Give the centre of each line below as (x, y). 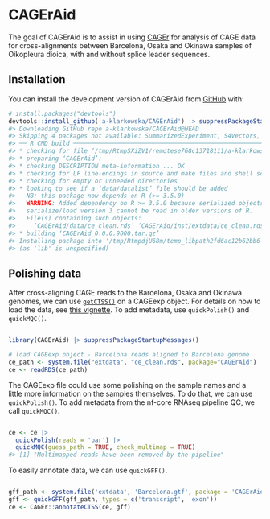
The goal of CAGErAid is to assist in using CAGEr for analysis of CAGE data (132, 37)
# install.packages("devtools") (62, 113)
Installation (37, 79)
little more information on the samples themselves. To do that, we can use (131, 393)
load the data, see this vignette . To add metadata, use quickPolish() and (129, 310)
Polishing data (45, 273)
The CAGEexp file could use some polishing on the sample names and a (127, 385)
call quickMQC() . (34, 410)
